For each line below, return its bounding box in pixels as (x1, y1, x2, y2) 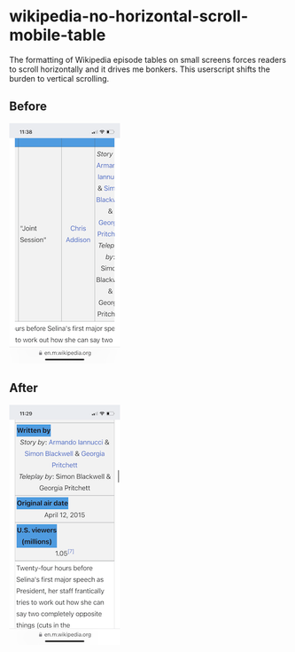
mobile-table (9, 25, 106, 45)
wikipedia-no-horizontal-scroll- (9, 6, 249, 27)
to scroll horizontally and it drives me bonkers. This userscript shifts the (9, 64, 270, 75)
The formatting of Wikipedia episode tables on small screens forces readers (9, 54, 286, 65)
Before (9, 99, 47, 114)
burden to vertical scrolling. (9, 73, 110, 83)
